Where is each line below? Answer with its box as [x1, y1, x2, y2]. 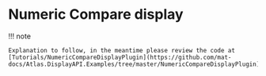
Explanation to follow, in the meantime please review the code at [8, 46, 236, 54]
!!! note [8, 31, 32, 41]
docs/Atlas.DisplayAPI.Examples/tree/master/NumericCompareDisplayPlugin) [8, 60, 260, 68]
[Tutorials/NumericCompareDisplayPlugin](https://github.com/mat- [8, 53, 232, 61]
